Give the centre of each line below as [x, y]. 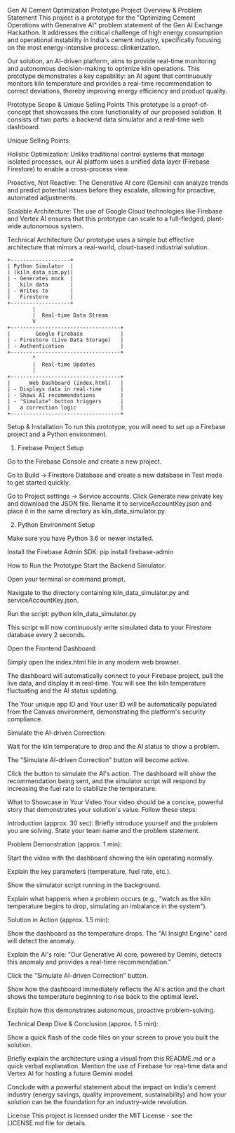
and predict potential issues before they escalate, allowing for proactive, [112, 190]
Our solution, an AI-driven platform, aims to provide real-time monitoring [112, 61]
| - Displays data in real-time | [66, 389]
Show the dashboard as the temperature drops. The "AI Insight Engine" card [117, 933]
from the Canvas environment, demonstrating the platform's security [106, 712]
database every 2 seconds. [47, 635]
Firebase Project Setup [51, 448]
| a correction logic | [66, 407]
